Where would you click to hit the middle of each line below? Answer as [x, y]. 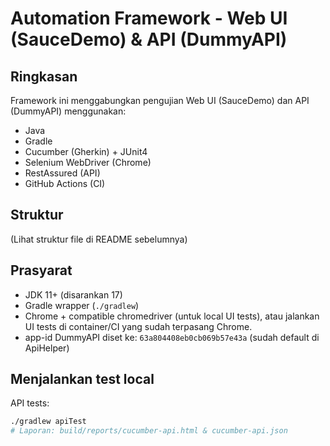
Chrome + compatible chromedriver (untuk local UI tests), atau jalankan [172, 316]
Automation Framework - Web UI [149, 18]
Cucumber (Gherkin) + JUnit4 [86, 151]
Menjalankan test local [82, 379]
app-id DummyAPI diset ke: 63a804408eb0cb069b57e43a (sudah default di [172, 337]
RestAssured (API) [62, 173]
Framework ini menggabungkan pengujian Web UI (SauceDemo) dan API [160, 100]
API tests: [30, 403]
